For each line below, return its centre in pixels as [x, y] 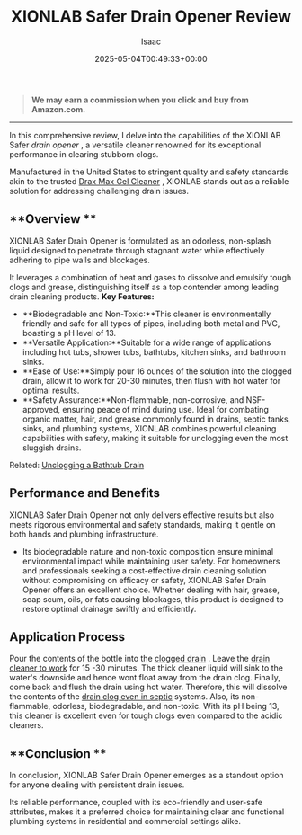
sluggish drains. [52, 448]
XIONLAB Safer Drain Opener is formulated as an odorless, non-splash [140, 241]
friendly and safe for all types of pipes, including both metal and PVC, [151, 323]
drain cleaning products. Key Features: [82, 296]
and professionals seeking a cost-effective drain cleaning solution [144, 570]
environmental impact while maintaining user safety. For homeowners [151, 561]
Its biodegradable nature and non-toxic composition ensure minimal [148, 551]
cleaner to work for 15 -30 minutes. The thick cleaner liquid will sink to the [146, 668]
